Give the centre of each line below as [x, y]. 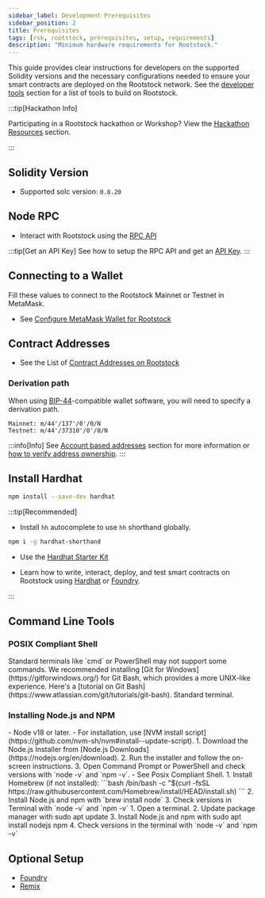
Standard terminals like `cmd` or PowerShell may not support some [118, 661]
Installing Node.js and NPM [61, 715]
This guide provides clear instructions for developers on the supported [124, 67]
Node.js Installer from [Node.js [58, 750]
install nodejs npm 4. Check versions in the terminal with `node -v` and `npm [133, 825]
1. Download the [222, 741]
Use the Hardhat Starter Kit [64, 557]
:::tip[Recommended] [43, 512]
